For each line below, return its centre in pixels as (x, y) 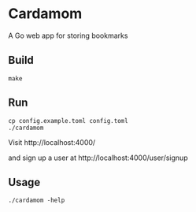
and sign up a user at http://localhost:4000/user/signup (98, 158)
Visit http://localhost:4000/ (52, 142)
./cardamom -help (37, 201)
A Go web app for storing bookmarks (68, 35)
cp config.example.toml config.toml (68, 121)
